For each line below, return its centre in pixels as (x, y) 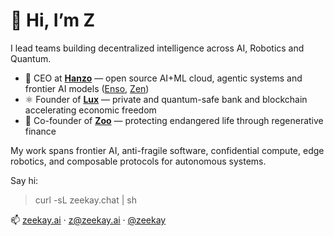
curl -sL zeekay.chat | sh (85, 200)
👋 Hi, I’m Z (53, 20)
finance (40, 131)
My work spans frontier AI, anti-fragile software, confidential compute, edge (167, 150)
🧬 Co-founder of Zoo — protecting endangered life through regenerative (174, 120)
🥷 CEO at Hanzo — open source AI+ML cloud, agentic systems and (163, 78)
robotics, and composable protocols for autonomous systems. (138, 161)
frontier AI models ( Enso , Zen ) (87, 88)
